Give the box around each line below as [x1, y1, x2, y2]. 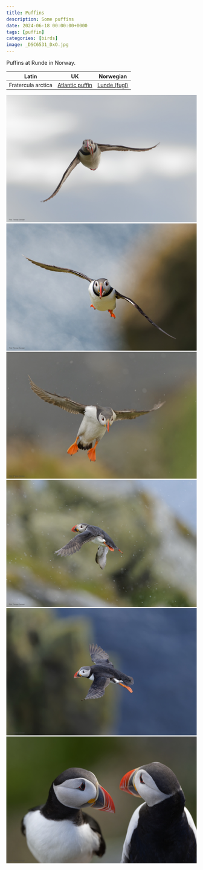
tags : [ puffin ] [6, 29, 45, 35]
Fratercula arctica [8, 81, 53, 88]
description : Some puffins [6, 16, 74, 22]
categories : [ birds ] [6, 35, 59, 42]
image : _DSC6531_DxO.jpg [6, 42, 69, 48]
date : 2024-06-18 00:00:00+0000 [6, 22, 88, 28]
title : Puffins [6, 10, 45, 16]
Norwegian [98, 73, 127, 80]
